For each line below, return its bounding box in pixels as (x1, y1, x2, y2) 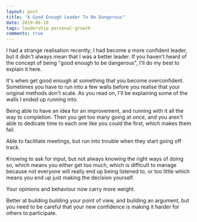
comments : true (6, 31, 44, 37)
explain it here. (6, 66, 42, 73)
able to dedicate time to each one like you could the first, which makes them (6, 120, 192, 127)
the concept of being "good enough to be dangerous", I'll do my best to (6, 60, 180, 67)
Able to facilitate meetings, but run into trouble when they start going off (6, 138, 182, 145)
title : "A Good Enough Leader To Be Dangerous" (6, 14, 126, 20)
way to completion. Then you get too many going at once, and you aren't (6, 113, 183, 121)
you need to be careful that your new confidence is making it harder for (6, 203, 180, 210)
